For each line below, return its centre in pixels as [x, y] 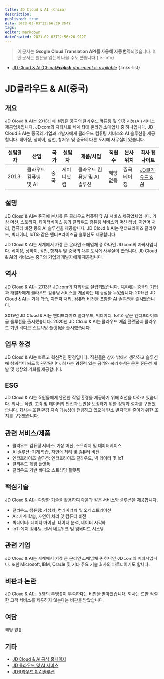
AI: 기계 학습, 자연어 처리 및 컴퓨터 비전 [49, 516]
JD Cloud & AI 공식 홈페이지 [39, 659]
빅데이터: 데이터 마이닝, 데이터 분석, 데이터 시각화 [59, 522]
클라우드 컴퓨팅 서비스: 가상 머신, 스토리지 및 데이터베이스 [67, 445]
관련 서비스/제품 [28, 433]
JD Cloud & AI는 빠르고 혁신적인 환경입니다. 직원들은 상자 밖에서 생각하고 [75, 357]
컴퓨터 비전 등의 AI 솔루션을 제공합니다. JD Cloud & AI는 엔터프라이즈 [78, 228]
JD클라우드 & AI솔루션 [33, 671]
